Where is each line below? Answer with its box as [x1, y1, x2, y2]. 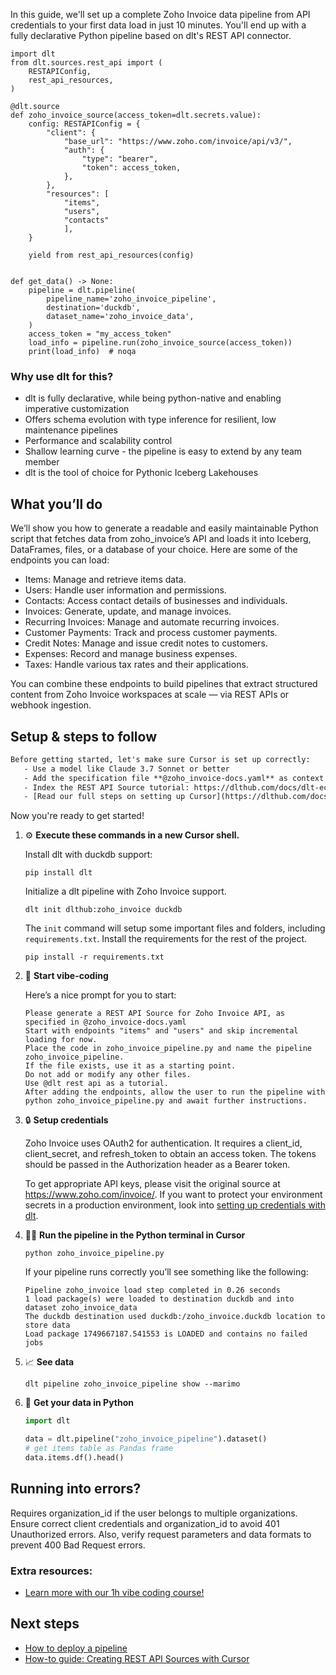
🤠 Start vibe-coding [24, 970, 109, 982]
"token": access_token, [81, 163, 182, 173]
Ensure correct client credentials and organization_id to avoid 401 [10, 1517, 280, 1529]
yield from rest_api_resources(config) [28, 250, 195, 260]
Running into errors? [10, 1480, 142, 1498]
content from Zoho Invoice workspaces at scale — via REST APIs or [10, 689, 290, 701]
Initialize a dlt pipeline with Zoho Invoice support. [24, 885, 227, 898]
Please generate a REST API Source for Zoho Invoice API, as [24, 1009, 286, 1019]
